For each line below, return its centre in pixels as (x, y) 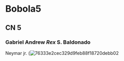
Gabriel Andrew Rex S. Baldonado (48, 42)
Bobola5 (23, 9)
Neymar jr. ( (18, 53)
